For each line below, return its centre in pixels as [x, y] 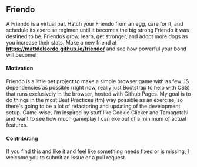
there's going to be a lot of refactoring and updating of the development [93, 106]
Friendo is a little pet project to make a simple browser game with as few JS [98, 81]
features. [17, 125]
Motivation [20, 68]
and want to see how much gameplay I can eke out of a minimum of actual [96, 119]
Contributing [22, 138]
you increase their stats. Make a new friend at [61, 42]
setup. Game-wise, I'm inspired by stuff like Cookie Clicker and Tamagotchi [97, 113]
